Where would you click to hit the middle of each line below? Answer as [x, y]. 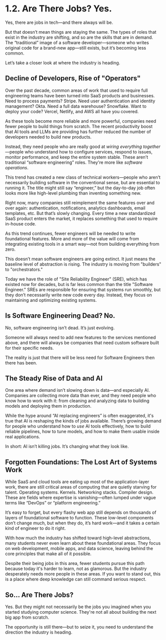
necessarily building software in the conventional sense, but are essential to [83, 182]
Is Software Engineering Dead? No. [60, 316]
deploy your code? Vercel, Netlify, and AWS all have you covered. [72, 111]
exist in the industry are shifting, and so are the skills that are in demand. [79, 37]
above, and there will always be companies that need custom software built [82, 343]
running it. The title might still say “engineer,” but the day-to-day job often [80, 188]
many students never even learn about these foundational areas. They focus [83, 543]
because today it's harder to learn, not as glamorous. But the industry [76, 569]
